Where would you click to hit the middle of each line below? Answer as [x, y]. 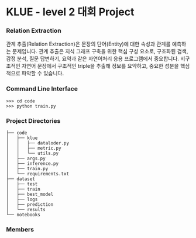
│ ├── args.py [26, 158]
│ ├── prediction [30, 205]
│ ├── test [22, 184]
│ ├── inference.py [32, 164]
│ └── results [26, 210]
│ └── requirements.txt [37, 174]
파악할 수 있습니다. [43, 73]
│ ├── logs [22, 199]
